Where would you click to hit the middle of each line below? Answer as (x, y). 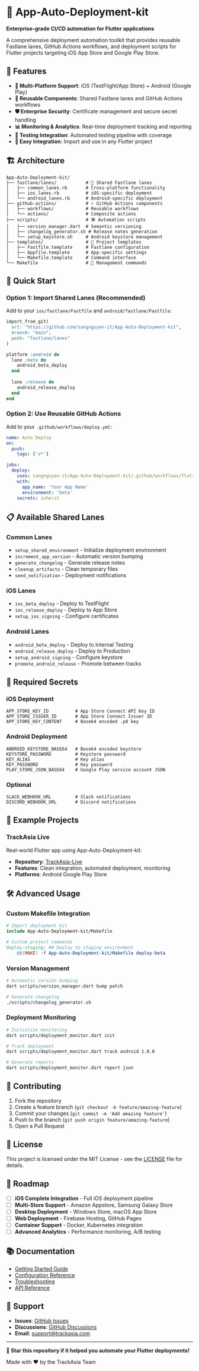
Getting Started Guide (41, 1269)
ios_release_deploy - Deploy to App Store (66, 610)
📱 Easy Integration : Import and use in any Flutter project (84, 141)
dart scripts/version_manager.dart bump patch (65, 986)
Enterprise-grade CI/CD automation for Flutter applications (80, 29)
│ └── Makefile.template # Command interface (71, 258)
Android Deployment (37, 737)
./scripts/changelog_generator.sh (49, 1002)
